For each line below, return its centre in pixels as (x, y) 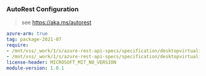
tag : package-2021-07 (34, 40)
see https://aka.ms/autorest (56, 23)
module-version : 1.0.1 (35, 68)
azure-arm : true (27, 34)
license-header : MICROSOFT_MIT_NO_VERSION (61, 62)
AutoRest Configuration (43, 9)
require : (17, 45)
